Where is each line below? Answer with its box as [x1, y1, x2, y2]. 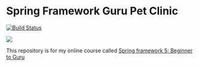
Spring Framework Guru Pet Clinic [6, 4, 178, 18]
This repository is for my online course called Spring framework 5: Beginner [6, 47, 193, 54]
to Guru [6, 53, 25, 61]
